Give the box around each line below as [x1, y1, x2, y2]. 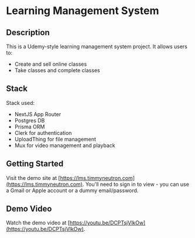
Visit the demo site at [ [6, 174, 60, 181]
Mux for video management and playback [14, 142, 115, 149]
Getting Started [6, 159, 64, 169]
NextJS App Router [14, 110, 61, 118]
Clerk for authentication [14, 129, 72, 136]
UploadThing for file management [14, 135, 97, 142]
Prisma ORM [14, 123, 45, 130]
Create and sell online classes [14, 60, 87, 67]
